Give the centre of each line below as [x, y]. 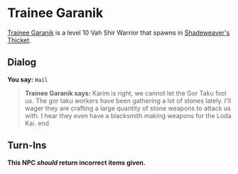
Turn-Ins [27, 145]
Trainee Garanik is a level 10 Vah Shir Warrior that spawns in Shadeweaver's [119, 33]
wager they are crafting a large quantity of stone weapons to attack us [128, 108]
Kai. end [37, 123]
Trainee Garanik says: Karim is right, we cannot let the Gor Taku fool [126, 93]
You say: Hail [28, 79]
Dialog [22, 63]
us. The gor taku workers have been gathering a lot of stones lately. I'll [128, 100]
